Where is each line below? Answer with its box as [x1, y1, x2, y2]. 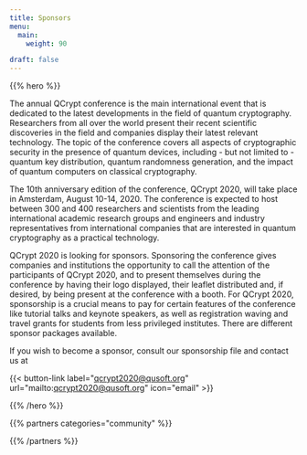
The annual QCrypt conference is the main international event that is [9, 98, 267, 110]
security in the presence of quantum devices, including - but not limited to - [9, 147, 295, 158]
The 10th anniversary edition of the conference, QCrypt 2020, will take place [9, 184, 298, 195]
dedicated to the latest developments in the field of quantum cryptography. [9, 108, 292, 119]
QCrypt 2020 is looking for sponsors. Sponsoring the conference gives [9, 250, 277, 261]
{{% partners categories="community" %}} [9, 418, 173, 429]
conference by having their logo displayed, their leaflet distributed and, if [9, 280, 284, 291]
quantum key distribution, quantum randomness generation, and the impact [9, 156, 294, 167]
